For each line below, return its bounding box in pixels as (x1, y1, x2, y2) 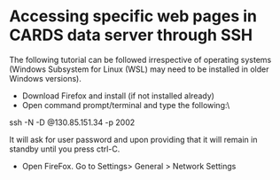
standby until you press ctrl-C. (9, 144, 121, 154)
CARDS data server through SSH (9, 25, 253, 45)
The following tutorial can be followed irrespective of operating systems (9, 54, 272, 65)
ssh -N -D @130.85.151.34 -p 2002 (9, 117, 136, 128)
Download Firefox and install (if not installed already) (21, 90, 215, 101)
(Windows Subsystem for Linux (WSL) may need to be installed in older (9, 64, 269, 74)
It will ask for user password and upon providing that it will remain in (9, 134, 258, 145)
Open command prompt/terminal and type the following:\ (21, 99, 230, 110)
